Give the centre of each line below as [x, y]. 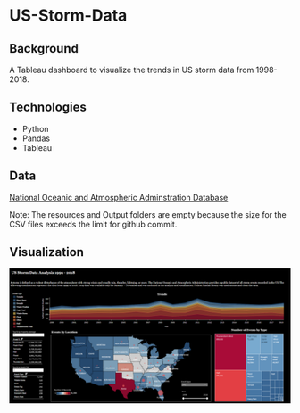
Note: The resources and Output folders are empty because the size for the [148, 214]
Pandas [36, 138]
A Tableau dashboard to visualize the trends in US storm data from [132, 70]
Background [44, 49]
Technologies [48, 107]
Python [35, 128]
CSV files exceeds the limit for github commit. [93, 224]
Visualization [47, 252]
